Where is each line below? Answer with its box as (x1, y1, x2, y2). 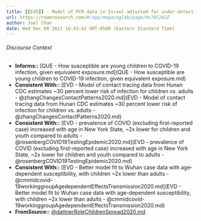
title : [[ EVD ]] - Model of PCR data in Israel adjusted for (6, 8, 160, 15)
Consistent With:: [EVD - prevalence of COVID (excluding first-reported (14, 119, 193, 127)
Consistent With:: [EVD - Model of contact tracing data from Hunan (14, 81, 183, 88)
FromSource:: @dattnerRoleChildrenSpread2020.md (14, 208, 145, 216)
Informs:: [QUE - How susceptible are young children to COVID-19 (14, 62, 179, 69)
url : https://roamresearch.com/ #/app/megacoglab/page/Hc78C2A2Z (6, 14, 170, 20)
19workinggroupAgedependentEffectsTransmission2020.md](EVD (14, 183, 178, 190)
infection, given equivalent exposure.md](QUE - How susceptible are (14, 69, 185, 76)
